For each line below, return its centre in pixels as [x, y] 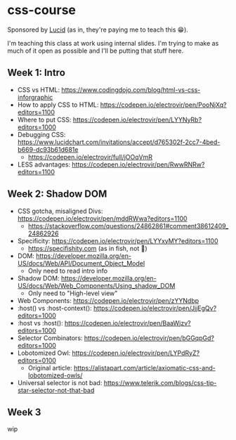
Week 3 [24, 412]
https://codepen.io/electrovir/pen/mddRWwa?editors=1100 [102, 218]
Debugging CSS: [41, 134]
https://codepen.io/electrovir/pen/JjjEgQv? [155, 308]
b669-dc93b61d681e [48, 149]
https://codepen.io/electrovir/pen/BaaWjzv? [127, 323]
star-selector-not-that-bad [56, 390]
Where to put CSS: [44, 119]
